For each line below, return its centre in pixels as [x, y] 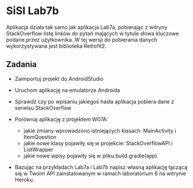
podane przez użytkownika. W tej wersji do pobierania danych [82, 39]
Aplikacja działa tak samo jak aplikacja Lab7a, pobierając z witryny [87, 27]
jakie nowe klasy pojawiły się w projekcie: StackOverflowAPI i [98, 143]
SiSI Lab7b [32, 11]
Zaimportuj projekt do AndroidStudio [59, 78]
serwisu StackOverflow [43, 108]
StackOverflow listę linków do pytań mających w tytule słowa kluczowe [92, 33]
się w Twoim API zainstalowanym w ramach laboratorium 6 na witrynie [100, 173]
